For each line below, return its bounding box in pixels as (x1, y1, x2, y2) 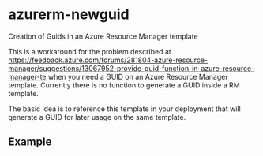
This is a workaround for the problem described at (8, 46, 171, 56)
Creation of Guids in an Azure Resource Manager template (8, 32, 199, 41)
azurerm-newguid (8, 6, 130, 24)
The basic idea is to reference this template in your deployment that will (8, 104, 241, 113)
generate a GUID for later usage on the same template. (8, 112, 186, 121)
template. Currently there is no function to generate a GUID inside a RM (8, 80, 241, 90)
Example (8, 136, 52, 149)
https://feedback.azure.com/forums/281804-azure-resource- (8, 55, 208, 65)
